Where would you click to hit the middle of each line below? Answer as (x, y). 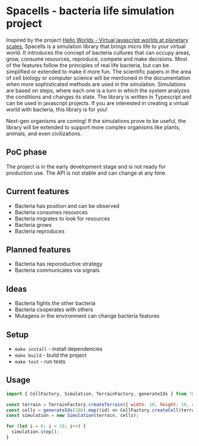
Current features (38, 192)
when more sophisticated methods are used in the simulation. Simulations (96, 84)
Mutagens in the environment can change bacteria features (87, 316)
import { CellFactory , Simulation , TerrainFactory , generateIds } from (96, 394)
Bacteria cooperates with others (54, 309)
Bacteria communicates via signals (57, 270)
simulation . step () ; (36, 432)
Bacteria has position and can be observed (67, 205)
